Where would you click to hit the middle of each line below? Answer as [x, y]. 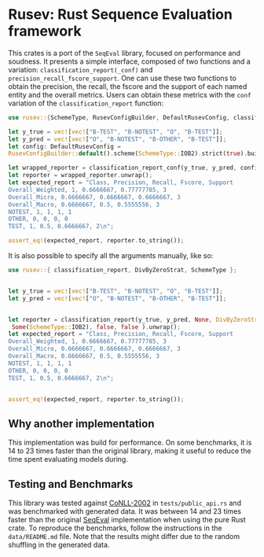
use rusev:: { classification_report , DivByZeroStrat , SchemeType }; [123, 270]
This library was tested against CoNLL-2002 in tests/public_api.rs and [125, 503]
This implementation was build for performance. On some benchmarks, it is [130, 443]
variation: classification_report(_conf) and [81, 69]
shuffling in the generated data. [59, 545]
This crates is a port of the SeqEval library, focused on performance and [125, 53]
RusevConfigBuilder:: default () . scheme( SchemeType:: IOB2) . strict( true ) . [128, 154]
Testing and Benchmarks [71, 484]
